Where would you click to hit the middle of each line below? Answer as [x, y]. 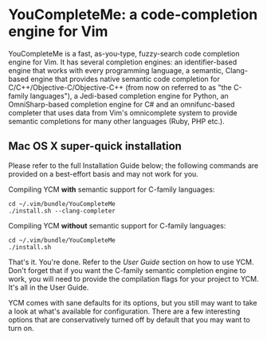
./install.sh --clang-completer [62, 211]
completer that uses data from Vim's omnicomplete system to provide [123, 112]
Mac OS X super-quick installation [95, 146]
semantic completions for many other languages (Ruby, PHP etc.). [116, 121]
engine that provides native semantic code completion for [126, 79]
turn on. [21, 328]
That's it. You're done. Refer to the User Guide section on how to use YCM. [131, 262]
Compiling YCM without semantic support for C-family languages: [117, 225]
